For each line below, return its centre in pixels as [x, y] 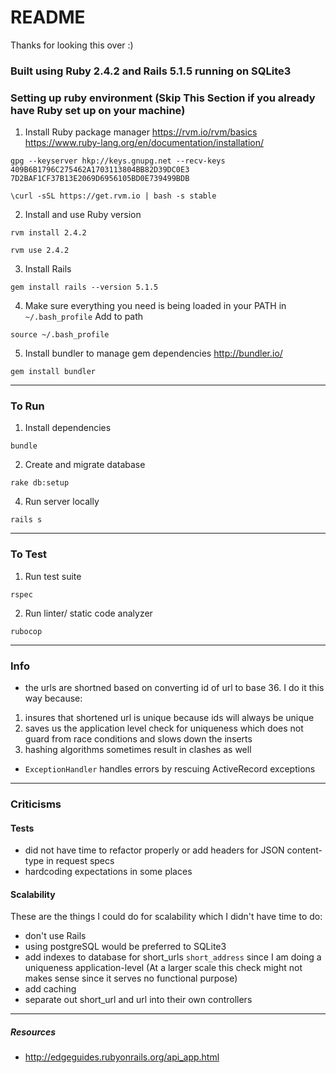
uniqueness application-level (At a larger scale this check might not [163, 968]
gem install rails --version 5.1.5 [84, 287]
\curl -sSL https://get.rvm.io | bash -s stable [113, 196]
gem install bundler [53, 372]
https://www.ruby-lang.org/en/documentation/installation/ [144, 143]
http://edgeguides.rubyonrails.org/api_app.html [122, 1057]
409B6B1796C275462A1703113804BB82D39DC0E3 [100, 170]
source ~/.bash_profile [60, 335]
